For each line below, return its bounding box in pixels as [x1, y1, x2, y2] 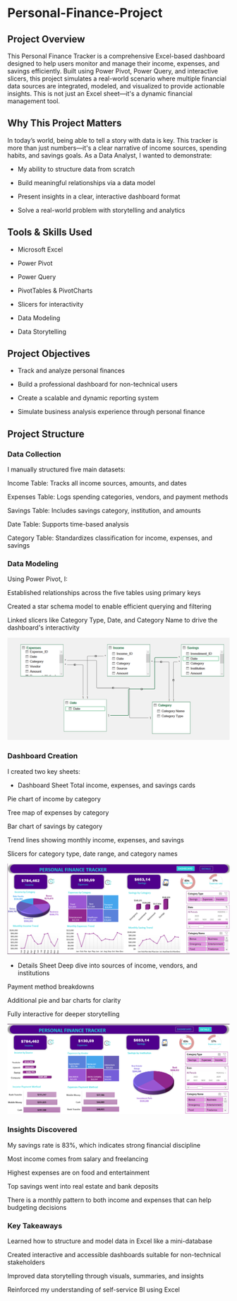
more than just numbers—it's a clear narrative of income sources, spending [7, 143, 227, 152]
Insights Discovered [7, 1125, 78, 1135]
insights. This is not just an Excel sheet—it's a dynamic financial [7, 90, 193, 98]
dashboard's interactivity [7, 623, 80, 632]
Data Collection [7, 449, 61, 459]
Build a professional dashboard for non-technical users [17, 380, 178, 389]
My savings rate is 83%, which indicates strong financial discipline [7, 1141, 201, 1149]
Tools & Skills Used [7, 226, 93, 238]
